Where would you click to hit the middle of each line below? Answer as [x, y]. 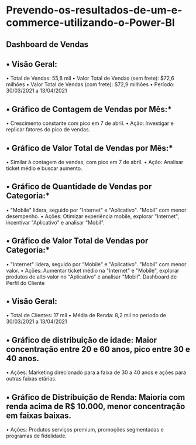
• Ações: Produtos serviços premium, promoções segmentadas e [85, 430]
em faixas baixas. [39, 415]
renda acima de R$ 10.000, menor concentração [96, 406]
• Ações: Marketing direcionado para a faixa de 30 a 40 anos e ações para [96, 372]
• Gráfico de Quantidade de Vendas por [79, 187]
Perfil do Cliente [25, 283]
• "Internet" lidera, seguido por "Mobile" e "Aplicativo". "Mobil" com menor [96, 264]
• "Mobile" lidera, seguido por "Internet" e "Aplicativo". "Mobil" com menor [96, 210]
